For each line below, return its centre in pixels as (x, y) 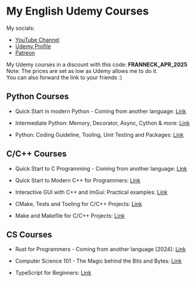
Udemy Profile (33, 46)
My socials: (21, 28)
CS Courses (29, 234)
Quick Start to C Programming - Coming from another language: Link (101, 168)
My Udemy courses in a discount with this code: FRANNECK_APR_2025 (97, 64)
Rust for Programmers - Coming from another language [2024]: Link (100, 249)
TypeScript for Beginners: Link (53, 273)
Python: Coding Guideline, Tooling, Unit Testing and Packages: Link (99, 134)
